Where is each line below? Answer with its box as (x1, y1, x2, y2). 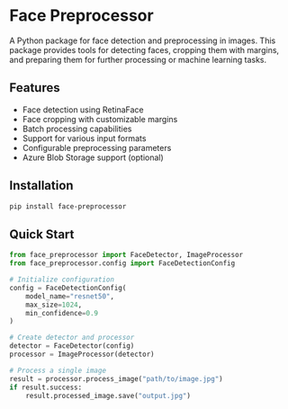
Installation (9, 178, 74, 193)
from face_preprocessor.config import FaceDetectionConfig (9, 259, 236, 268)
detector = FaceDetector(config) (9, 342, 135, 351)
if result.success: (9, 383, 83, 392)
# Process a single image (9, 366, 106, 375)
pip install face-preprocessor (9, 201, 127, 211)
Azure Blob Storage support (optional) (22, 152, 164, 163)
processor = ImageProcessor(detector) (9, 350, 155, 359)
